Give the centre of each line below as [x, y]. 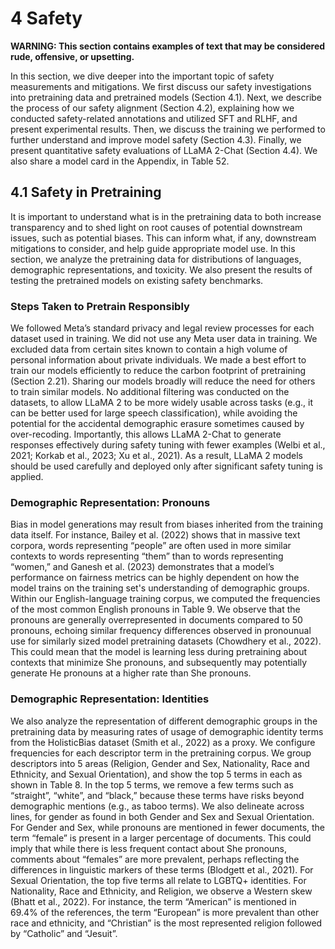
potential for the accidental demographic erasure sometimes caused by [157, 424]
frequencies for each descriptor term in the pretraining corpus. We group [161, 753]
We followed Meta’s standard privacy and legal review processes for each [162, 328]
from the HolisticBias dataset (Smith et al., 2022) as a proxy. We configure [163, 742]
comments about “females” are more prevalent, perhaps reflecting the [155, 859]
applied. [27, 477]
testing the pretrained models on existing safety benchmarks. [137, 280]
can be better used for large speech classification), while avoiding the [154, 413]
